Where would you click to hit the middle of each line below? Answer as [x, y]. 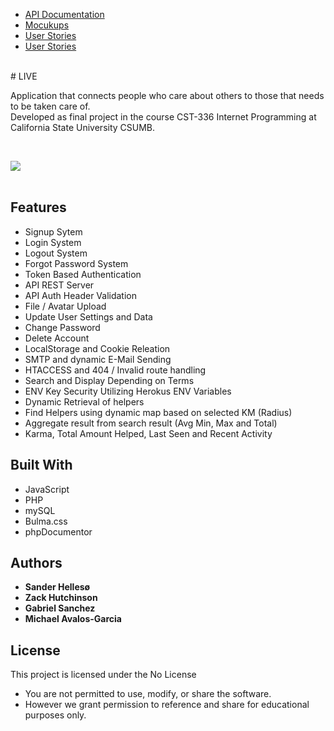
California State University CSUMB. [83, 127]
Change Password [62, 327]
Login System [53, 242]
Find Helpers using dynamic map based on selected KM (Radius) [158, 412]
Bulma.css [46, 521]
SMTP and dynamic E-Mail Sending [98, 359]
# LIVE [24, 76]
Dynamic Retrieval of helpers [84, 401]
